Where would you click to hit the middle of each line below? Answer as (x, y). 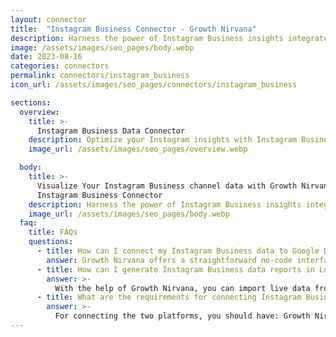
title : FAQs (53, 232)
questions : (51, 242)
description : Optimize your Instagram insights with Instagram (163, 140)
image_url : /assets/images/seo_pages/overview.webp (138, 149)
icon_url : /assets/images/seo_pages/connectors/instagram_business (154, 85)
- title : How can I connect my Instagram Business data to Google (178, 251)
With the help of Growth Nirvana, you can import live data (182, 288)
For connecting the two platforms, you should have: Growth (182, 316)
